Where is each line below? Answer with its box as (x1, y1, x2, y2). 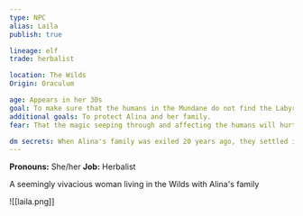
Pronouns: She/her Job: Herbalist (9, 161, 136, 172)
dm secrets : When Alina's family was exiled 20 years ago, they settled (9, 137, 289, 146)
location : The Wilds (9, 71, 87, 80)
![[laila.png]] (9, 196, 55, 207)
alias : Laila (9, 22, 59, 31)
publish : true (9, 30, 63, 39)
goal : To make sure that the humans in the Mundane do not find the (9, 103, 272, 112)
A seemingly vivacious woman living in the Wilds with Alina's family (9, 179, 260, 190)
